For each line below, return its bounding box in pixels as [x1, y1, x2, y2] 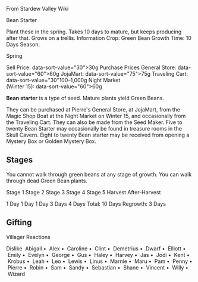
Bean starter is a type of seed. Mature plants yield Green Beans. [6, 95, 165, 101]
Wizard [7, 270, 26, 277]
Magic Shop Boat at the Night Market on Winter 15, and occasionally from [6, 113, 186, 119]
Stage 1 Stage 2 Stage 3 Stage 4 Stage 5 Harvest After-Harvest [6, 188, 161, 196]
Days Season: [6, 41, 40, 48]
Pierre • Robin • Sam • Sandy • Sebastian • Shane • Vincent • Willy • [7, 264, 188, 271]
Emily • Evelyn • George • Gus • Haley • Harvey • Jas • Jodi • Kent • [7, 251, 190, 258]
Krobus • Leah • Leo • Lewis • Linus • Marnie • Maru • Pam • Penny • [7, 258, 193, 265]
